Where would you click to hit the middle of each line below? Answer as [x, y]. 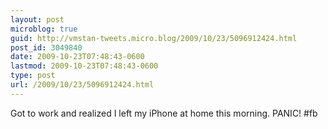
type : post [33, 76]
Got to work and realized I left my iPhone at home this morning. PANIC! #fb [164, 113]
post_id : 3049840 [46, 47]
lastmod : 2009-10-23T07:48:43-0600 [84, 66]
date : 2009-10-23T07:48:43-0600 [77, 57]
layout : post [37, 19]
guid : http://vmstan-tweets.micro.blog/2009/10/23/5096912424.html [154, 38]
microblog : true [44, 29]
